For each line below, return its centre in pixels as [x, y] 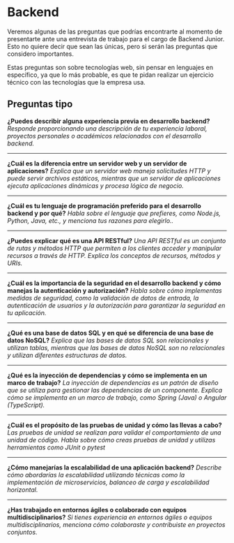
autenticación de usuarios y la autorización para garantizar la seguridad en [116, 305]
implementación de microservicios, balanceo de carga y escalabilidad [108, 482]
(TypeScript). [26, 405]
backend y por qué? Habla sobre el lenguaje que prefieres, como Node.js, [114, 213]
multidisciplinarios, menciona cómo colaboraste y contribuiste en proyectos [116, 524]
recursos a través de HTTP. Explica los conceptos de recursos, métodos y [114, 255]
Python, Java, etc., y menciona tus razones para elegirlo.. [91, 220]
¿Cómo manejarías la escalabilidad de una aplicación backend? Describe [115, 467]
